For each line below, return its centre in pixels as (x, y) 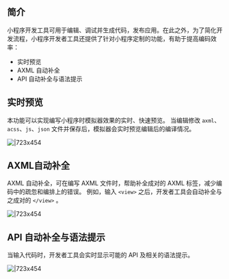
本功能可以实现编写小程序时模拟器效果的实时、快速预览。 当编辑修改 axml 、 (114, 120)
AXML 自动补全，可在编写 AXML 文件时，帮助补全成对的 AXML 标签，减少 (112, 183)
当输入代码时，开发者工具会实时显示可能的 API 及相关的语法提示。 (100, 255)
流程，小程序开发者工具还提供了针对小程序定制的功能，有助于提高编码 (111, 38)
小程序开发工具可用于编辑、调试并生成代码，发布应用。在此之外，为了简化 (112, 30)
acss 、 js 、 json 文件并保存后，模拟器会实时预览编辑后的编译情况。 (101, 129)
